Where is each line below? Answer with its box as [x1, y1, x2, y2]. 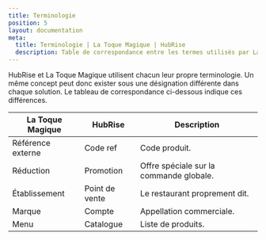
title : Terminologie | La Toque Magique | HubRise [15, 41, 186, 49]
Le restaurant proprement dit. [139, 188, 249, 199]
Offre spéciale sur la [139, 160, 215, 171]
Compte [84, 206, 115, 216]
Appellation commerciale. [139, 206, 235, 216]
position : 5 [8, 19, 47, 27]
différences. [8, 96, 47, 105]
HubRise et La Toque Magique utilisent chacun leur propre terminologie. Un [8, 70, 255, 79]
